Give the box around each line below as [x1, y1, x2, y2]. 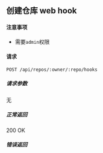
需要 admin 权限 [14, 38, 50, 45]
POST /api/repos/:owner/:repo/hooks [6, 67, 98, 73]
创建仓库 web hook [6, 5, 77, 16]
